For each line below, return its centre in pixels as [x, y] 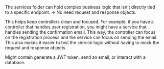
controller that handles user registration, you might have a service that [76, 27]
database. [15, 62]
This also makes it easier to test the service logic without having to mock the [82, 43]
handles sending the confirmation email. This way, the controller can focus [80, 32]
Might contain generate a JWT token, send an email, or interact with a [75, 57]
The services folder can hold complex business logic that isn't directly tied [80, 7]
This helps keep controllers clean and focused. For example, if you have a [80, 22]
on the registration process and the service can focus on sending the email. [81, 37]
